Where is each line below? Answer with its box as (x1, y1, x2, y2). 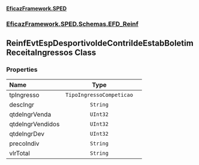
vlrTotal (9, 149, 30, 158)
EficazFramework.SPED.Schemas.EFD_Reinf (6, 20, 139, 28)
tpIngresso (9, 91, 40, 99)
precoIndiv (9, 139, 40, 148)
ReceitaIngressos (6, 47, 73, 57)
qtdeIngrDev (9, 130, 45, 138)
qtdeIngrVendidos (9, 120, 60, 129)
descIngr (9, 100, 35, 109)
